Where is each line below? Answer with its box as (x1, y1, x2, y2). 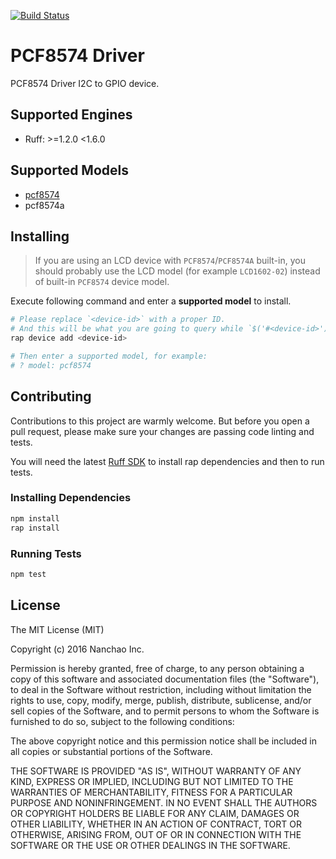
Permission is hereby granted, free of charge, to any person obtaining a (10, 662, 305, 674)
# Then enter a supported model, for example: (10, 351, 208, 361)
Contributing (10, 388, 92, 405)
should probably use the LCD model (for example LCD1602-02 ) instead (34, 265, 321, 277)
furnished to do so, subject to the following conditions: (10, 715, 235, 727)
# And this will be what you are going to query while (10, 324, 244, 334)
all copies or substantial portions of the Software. (10, 745, 213, 757)
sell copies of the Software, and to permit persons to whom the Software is (10, 705, 320, 717)
